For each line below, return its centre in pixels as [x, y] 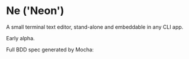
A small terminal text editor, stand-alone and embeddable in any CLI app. [95, 27]
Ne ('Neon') [35, 11]
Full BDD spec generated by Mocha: [50, 49]
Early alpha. [21, 38]
